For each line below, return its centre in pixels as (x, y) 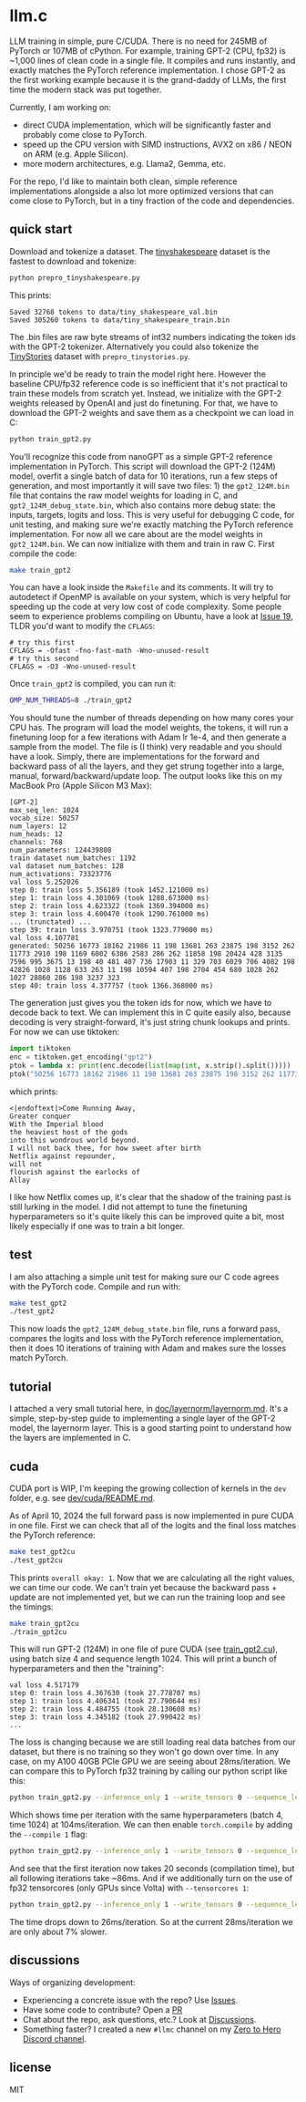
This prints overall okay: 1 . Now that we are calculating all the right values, (152, 1578)
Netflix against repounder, (63, 1156)
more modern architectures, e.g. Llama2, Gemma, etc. (124, 163)
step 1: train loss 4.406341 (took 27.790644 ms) (106, 1702)
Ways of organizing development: (72, 1982)
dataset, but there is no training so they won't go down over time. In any (144, 1752)
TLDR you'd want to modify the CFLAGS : (82, 626)
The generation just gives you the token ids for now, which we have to (141, 1003)
